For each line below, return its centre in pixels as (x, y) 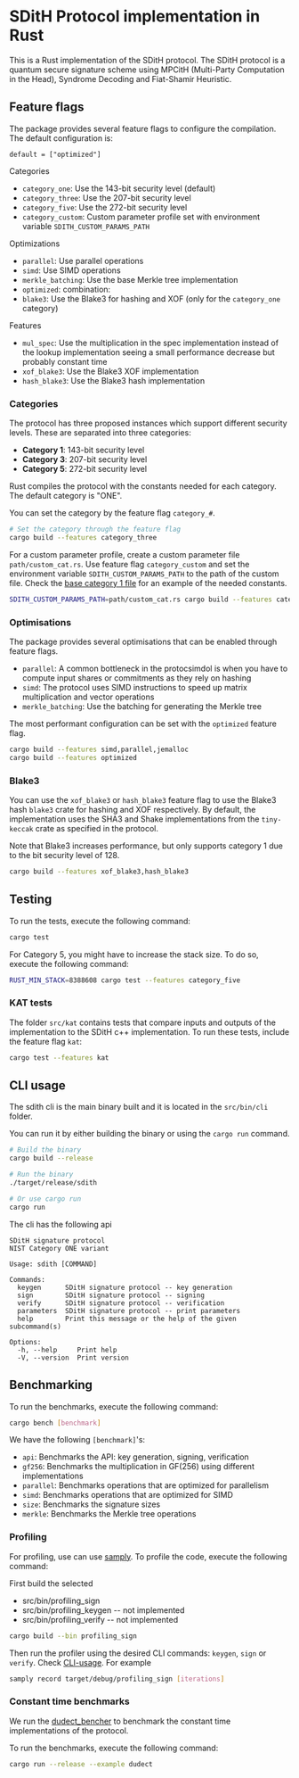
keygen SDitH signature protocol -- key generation (125, 1287)
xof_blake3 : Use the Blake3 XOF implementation (110, 371)
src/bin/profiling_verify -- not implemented (100, 1619)
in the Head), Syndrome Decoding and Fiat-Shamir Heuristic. (121, 79)
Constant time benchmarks (70, 1701)
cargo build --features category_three (83, 537)
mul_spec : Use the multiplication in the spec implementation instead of (150, 343)
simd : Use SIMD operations (72, 270)
